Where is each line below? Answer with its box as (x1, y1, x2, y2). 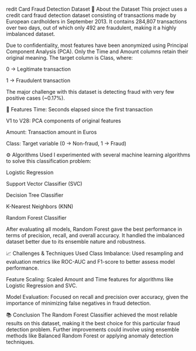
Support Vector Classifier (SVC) (6, 180, 83, 187)
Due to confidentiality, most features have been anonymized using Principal (6, 42, 188, 49)
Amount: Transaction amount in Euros (6, 129, 97, 135)
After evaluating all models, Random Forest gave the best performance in (6, 226, 183, 233)
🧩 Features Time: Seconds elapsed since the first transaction (6, 106, 153, 113)
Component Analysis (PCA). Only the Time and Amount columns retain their (6, 48, 188, 55)
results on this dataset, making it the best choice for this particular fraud (6, 320, 180, 326)
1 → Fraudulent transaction (6, 77, 71, 84)
